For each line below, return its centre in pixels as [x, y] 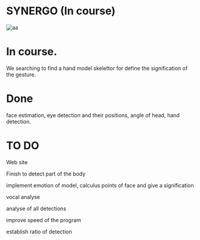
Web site [17, 162]
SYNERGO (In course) [61, 11]
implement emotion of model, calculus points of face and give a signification [100, 185]
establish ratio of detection [39, 232]
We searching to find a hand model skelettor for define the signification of [97, 68]
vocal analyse [23, 197]
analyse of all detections [36, 208]
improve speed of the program [44, 220]
